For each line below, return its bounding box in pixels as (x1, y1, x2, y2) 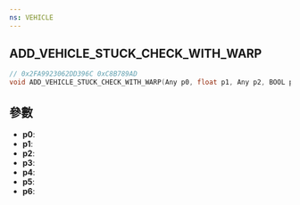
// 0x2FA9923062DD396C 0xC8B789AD (9, 70, 138, 78)
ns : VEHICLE (9, 12, 54, 22)
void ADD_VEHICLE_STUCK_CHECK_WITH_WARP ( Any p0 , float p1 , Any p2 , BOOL (9, 78, 286, 87)
